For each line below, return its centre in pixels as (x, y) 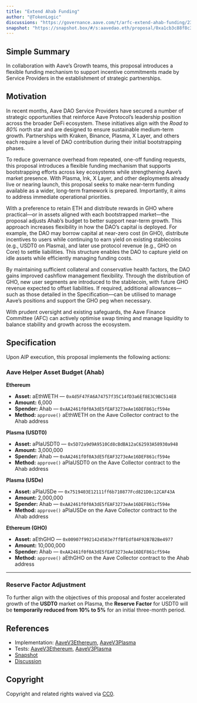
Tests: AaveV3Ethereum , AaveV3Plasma (63, 649)
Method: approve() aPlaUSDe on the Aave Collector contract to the (96, 510)
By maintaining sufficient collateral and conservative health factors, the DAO (98, 269)
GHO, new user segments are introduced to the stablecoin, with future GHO (97, 281)
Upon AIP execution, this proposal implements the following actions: (89, 357)
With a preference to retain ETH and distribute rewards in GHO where (90, 208)
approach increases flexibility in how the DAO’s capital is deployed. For (92, 227)
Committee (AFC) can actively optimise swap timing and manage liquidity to (98, 318)
